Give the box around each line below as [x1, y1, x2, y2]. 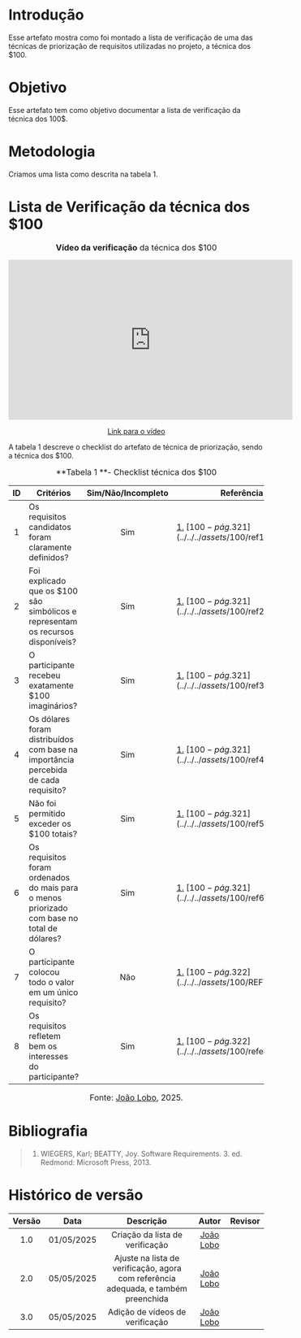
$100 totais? [28, 828, 78, 839]
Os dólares [28, 713, 71, 724]
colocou [28, 966, 60, 977]
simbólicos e [28, 606, 77, 617]
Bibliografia [8, 1122, 88, 1140]
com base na [28, 744, 79, 755]
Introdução [8, 6, 84, 24]
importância [28, 754, 75, 765]
